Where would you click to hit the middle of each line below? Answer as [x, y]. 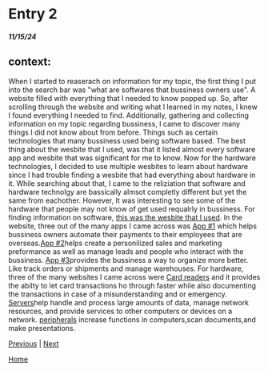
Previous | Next [34, 343]
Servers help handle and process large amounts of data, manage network [129, 302]
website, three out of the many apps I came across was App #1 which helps [133, 226]
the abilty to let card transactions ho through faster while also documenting [132, 285]
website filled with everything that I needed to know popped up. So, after [128, 98]
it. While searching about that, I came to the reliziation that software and [127, 183]
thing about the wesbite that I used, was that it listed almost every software [132, 149]
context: [30, 62]
